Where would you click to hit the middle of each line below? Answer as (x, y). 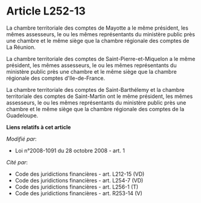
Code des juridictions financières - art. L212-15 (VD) (80, 174)
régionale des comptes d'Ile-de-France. (56, 78)
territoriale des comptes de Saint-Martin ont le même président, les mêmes (100, 96)
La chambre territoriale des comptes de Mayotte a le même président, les (97, 28)
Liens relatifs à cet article (39, 127)
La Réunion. (21, 47)
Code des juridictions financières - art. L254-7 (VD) (79, 180)
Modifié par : (22, 139)
